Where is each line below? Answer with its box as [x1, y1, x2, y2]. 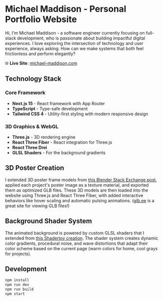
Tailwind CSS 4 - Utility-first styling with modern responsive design [12, 111, 148, 117]
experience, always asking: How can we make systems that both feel [5, 45, 144, 51]
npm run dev [5, 282, 29, 287]
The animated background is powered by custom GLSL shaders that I [5, 230, 144, 236]
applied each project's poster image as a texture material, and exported [5, 182, 149, 188]
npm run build [5, 287, 34, 292]
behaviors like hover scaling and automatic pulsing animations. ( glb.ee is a [5, 197, 155, 203]
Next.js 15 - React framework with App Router [12, 100, 105, 106]
